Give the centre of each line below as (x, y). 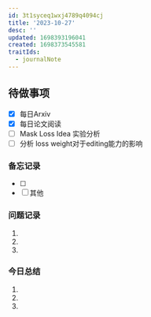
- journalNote (38, 60)
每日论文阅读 (40, 124)
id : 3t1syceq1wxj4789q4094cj (56, 15)
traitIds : (24, 52)
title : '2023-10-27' (42, 23)
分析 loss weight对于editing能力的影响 (81, 144)
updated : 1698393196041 (47, 37)
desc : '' (22, 30)
